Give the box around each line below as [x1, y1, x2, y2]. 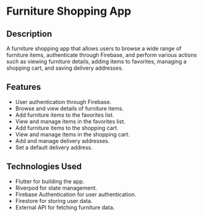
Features [6, 82, 41, 92]
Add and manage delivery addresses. [15, 137, 110, 144]
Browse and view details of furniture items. [15, 105, 124, 112]
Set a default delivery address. [15, 144, 93, 151]
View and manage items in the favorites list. [15, 117, 126, 125]
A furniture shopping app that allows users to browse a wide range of [6, 45, 182, 52]
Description [6, 29, 52, 39]
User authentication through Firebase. [15, 98, 112, 105]
